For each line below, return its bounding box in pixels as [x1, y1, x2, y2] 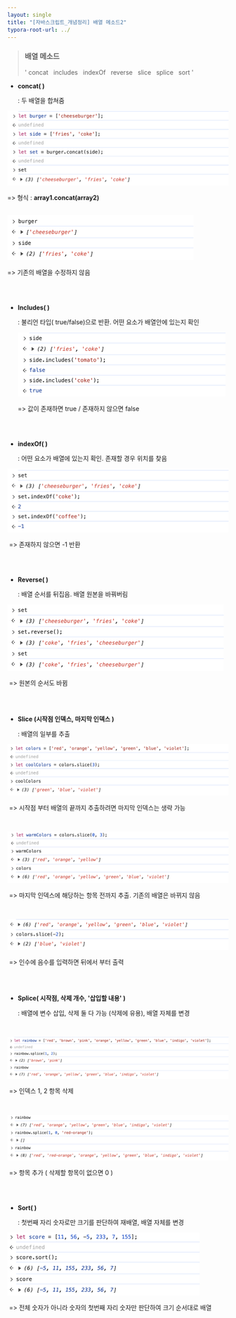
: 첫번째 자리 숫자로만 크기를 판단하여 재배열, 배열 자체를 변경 [17, 1217, 185, 1227]
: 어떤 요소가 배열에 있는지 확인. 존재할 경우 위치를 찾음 [17, 454, 167, 463]
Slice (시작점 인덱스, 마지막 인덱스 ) [17, 715, 114, 724]
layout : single [7, 11, 52, 18]
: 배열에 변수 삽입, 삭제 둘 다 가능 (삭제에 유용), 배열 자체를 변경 [17, 1009, 190, 1017]
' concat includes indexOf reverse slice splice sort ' [24, 68, 194, 77]
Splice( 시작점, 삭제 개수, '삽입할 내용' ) [17, 994, 126, 1002]
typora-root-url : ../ [7, 26, 71, 33]
